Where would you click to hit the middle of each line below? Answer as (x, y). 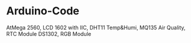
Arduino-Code (43, 11)
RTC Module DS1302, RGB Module (49, 33)
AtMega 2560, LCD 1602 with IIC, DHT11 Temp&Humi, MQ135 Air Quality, (96, 27)
